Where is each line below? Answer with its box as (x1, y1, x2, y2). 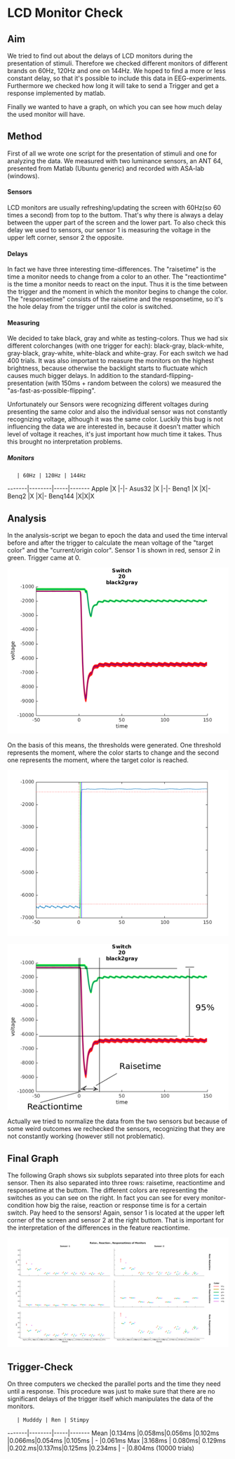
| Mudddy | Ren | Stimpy (16, 1417, 90, 1424)
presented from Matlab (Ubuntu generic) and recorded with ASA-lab (7, 164, 205, 172)
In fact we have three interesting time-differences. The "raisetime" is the (7, 265, 216, 274)
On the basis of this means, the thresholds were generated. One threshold (7, 741, 222, 750)
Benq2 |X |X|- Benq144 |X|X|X (7, 492, 95, 500)
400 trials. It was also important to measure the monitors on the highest (7, 357, 215, 365)
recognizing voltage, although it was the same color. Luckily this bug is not (7, 415, 223, 424)
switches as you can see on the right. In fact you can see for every (7, 1194, 200, 1202)
